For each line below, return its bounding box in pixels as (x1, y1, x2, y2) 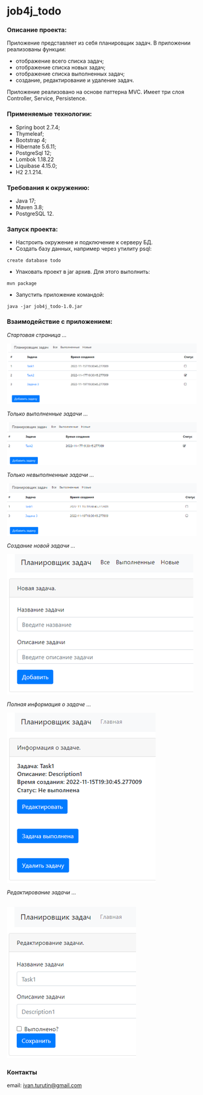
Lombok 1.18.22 (15, 156, 54, 163)
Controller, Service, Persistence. (7, 95, 87, 102)
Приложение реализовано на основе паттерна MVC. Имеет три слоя (7, 89, 184, 96)
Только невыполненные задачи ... (7, 471, 95, 478)
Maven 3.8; (15, 204, 44, 211)
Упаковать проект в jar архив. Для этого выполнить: (15, 268, 150, 276)
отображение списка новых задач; (15, 64, 106, 71)
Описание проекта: (7, 26, 67, 34)
